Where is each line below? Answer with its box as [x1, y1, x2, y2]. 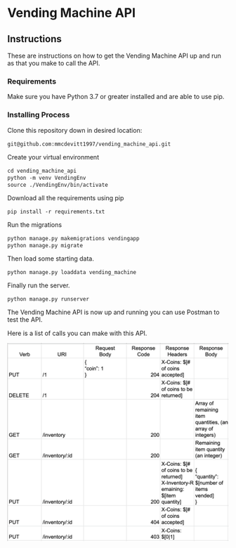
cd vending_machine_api [7, 167, 77, 174]
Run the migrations [7, 220, 62, 229]
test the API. [7, 315, 43, 324]
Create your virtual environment [7, 152, 100, 161]
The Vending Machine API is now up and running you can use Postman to [7, 308, 220, 316]
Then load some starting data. [7, 254, 95, 263]
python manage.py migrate [7, 242, 83, 249]
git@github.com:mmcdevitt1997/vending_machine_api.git [7, 141, 171, 148]
